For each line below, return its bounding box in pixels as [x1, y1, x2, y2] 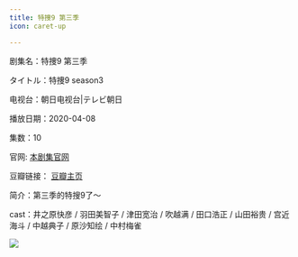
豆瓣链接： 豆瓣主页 [9, 170, 83, 181]
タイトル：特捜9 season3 [9, 74, 104, 86]
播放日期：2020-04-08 [9, 113, 96, 124]
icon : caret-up [9, 22, 67, 31]
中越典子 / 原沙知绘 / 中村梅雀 [32, 220, 142, 231]
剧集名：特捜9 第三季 [9, 55, 88, 66]
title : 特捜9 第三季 [9, 13, 79, 23]
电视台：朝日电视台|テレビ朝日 [9, 94, 123, 105]
